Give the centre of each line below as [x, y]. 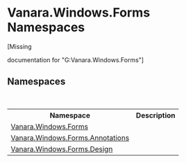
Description [155, 115]
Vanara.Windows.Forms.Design [62, 148]
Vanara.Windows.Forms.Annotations [70, 137]
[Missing [20, 46]
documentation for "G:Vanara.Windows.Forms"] [76, 59]
